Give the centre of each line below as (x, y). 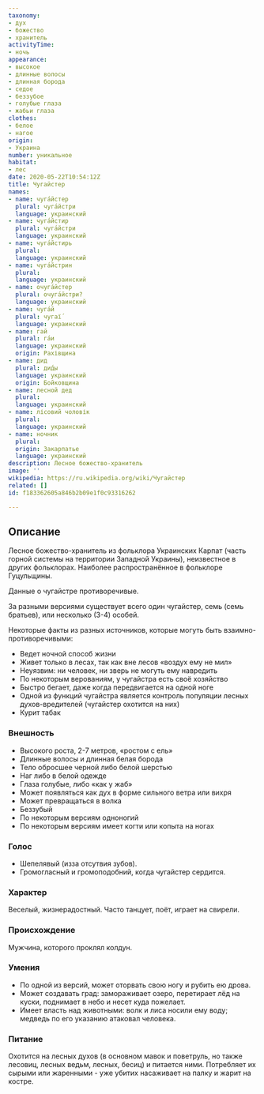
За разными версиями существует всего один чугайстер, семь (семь (126, 607)
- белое (21, 126)
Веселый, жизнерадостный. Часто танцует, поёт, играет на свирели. (124, 910)
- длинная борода (37, 81)
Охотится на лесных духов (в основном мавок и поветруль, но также (126, 1056)
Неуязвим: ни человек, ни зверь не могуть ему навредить (119, 671)
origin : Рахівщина (46, 353)
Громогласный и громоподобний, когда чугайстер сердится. (123, 872)
